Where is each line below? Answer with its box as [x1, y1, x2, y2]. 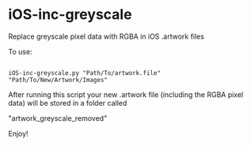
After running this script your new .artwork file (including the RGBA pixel [8, 89, 244, 99]
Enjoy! [8, 129, 29, 138]
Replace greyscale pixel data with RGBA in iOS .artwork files [8, 32, 204, 41]
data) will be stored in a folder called [8, 98, 127, 107]
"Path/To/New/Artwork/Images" [8, 76, 108, 84]
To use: [8, 47, 33, 56]
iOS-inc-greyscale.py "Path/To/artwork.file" [8, 69, 161, 77]
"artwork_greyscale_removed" [8, 113, 108, 123]
